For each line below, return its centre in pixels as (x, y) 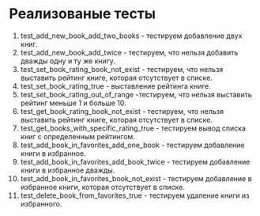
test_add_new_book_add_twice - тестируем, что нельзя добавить (129, 52)
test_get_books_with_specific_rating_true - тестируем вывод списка (133, 128)
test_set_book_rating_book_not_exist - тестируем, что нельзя (122, 69)
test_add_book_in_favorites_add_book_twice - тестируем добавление (135, 161)
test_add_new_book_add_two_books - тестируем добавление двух (131, 36)
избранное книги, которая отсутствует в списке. (102, 187)
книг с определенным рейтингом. (77, 136)
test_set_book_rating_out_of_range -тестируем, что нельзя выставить (136, 94)
